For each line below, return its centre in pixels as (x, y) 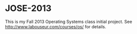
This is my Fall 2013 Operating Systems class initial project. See (69, 22)
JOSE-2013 (28, 8)
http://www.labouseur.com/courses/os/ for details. (56, 26)
